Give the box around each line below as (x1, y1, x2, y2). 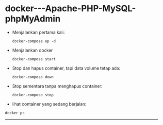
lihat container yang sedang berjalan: (12, 101, 86, 107)
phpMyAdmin (5, 13, 61, 24)
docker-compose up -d (12, 38, 56, 44)
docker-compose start (12, 56, 56, 61)
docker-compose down (12, 74, 54, 79)
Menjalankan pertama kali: (12, 29, 65, 35)
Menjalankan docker (12, 47, 53, 53)
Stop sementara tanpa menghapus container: (12, 83, 103, 89)
